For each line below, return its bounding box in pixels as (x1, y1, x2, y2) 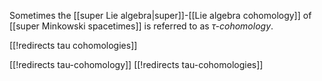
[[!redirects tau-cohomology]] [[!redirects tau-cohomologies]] (9, 59, 264, 70)
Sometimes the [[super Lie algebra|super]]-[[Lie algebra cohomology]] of (9, 10, 312, 21)
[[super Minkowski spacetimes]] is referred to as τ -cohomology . (9, 20, 274, 32)
